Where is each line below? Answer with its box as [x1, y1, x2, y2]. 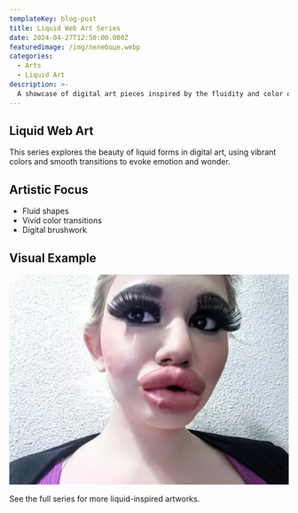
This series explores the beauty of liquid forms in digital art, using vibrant [9, 147, 277, 157]
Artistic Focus [9, 182, 89, 197]
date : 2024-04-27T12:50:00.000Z [9, 33, 129, 42]
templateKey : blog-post [9, 14, 98, 23]
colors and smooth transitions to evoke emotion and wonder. [9, 156, 231, 167]
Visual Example [9, 250, 97, 266]
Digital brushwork [21, 225, 87, 236]
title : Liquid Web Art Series [9, 23, 122, 33]
